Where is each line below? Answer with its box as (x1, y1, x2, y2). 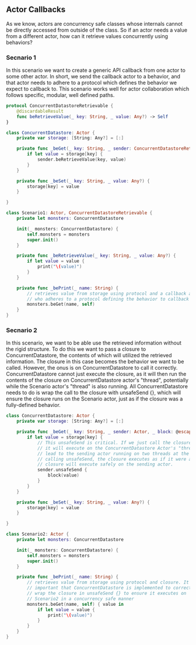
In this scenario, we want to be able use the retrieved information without (6, 339, 182, 347)
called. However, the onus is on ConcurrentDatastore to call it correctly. (6, 364, 178, 371)
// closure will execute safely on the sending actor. (37, 461, 174, 467)
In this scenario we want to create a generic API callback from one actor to (6, 67, 185, 74)
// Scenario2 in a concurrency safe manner (27, 596, 134, 602)
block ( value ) (47, 472, 80, 478)
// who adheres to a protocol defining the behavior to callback (27, 296, 190, 302)
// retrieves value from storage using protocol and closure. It (27, 580, 190, 585)
